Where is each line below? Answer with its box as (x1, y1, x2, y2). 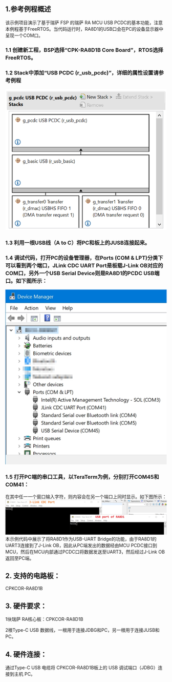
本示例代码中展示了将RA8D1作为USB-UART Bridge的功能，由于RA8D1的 (5, 536, 157, 542)
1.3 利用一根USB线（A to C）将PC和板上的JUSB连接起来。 (5, 239, 150, 246)
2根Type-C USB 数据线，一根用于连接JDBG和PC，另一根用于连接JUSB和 (5, 627, 160, 633)
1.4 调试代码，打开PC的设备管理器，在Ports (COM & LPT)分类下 (5, 254, 163, 261)
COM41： (5, 481, 29, 489)
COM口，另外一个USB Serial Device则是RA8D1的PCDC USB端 (5, 269, 160, 277)
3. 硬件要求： (5, 601, 47, 610)
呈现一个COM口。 (5, 32, 44, 38)
